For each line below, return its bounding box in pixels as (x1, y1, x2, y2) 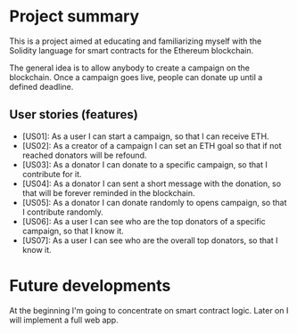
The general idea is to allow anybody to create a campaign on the (9, 62, 251, 73)
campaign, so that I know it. (21, 225, 124, 236)
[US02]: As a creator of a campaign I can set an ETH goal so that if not (21, 140, 282, 151)
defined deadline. (9, 81, 74, 92)
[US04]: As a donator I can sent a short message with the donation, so (21, 178, 282, 189)
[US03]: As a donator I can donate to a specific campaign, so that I (21, 159, 268, 170)
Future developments (9, 275, 171, 296)
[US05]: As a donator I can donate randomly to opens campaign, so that (21, 197, 287, 208)
